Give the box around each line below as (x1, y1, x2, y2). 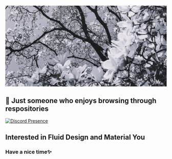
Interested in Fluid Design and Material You (5, 133, 145, 142)
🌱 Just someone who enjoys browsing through (5, 96, 157, 105)
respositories (5, 104, 49, 113)
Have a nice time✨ (5, 148, 52, 155)
